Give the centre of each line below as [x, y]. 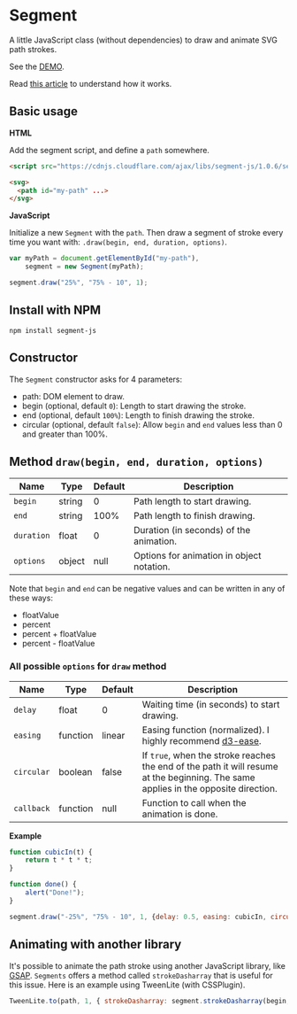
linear [113, 735]
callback [32, 808]
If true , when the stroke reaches [209, 755]
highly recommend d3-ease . [202, 740]
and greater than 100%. [65, 434]
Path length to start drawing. [193, 501]
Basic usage [43, 112]
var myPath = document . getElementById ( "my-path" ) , [104, 259]
